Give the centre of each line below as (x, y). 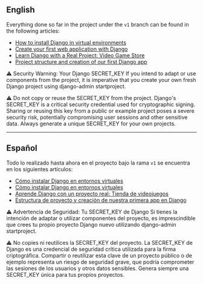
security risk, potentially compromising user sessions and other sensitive (97, 117)
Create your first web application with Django (71, 49)
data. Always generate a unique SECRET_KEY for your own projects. (91, 124)
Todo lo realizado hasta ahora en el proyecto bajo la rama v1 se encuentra (98, 163)
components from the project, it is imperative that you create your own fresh (101, 80)
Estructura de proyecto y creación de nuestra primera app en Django (101, 200)
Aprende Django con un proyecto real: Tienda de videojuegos (92, 194)
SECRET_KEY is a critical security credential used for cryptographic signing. (101, 104)
